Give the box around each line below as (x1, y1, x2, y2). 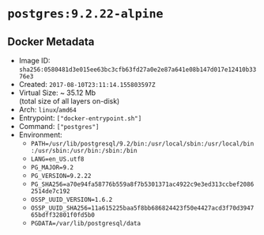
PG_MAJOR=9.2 (30, 164, 74, 172)
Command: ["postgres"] (18, 122, 100, 131)
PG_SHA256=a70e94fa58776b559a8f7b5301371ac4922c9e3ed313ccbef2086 (30, 180, 255, 188)
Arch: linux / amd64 (18, 105, 77, 114)
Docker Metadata (7, 35, 95, 48)
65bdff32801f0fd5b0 (30, 211, 96, 219)
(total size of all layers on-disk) (18, 97, 120, 105)
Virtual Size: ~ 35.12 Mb (18, 88, 96, 97)
